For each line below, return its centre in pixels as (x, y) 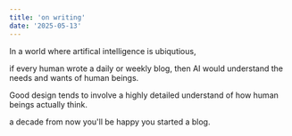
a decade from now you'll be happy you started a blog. (110, 122)
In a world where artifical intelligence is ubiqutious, (103, 51)
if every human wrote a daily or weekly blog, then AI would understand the (146, 68)
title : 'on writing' (48, 17)
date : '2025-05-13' (46, 26)
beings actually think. (48, 104)
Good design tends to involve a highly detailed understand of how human (144, 95)
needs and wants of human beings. (74, 77)
